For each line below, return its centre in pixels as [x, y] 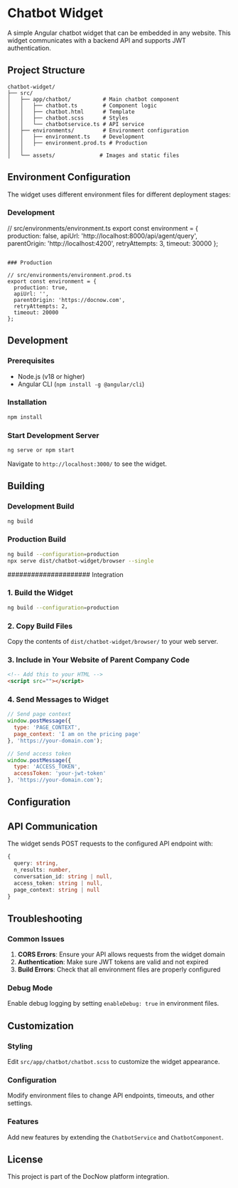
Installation [27, 402]
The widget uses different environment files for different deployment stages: [119, 194]
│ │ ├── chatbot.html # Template [71, 112]
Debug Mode [30, 988]
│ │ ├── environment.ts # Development [76, 137]
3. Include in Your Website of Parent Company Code [98, 660]
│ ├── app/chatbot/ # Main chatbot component [93, 99]
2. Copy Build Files [40, 626]
